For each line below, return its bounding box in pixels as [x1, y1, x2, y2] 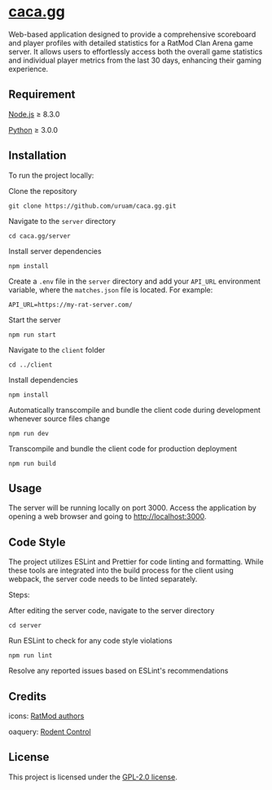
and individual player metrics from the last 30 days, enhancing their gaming [8, 55, 262, 65]
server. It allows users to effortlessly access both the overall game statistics [8, 46, 263, 56]
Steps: [8, 590, 30, 600]
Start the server [8, 314, 61, 324]
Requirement [8, 88, 76, 102]
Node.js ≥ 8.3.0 [8, 109, 60, 119]
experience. [8, 64, 49, 73]
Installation [8, 149, 67, 163]
